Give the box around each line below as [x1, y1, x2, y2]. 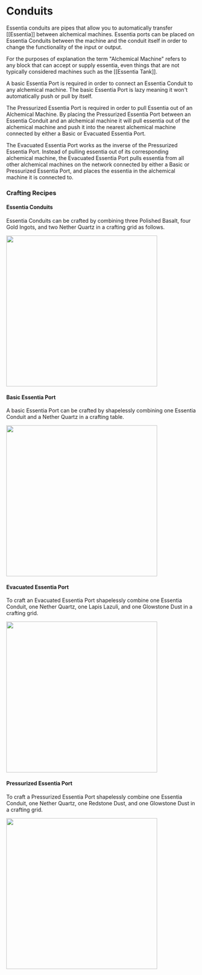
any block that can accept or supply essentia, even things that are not [6, 62, 180, 69]
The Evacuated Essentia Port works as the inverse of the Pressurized [6, 141, 178, 149]
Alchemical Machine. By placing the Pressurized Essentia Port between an [6, 110, 191, 118]
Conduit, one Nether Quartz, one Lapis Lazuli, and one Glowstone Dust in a [6, 603, 193, 610]
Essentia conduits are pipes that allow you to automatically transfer [6, 24, 173, 31]
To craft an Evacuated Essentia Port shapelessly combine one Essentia [6, 596, 182, 604]
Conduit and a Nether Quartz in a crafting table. [6, 414, 125, 421]
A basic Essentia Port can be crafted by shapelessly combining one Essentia [6, 407, 196, 414]
